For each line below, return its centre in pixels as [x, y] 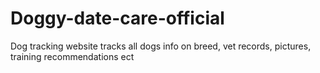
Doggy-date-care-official [117, 18]
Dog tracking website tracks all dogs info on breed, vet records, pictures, [161, 46]
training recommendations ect [72, 56]
